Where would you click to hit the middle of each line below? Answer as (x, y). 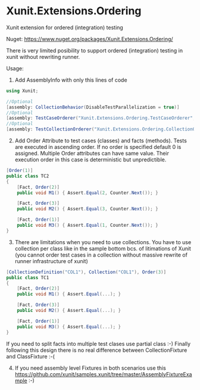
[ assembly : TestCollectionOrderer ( (50, 129)
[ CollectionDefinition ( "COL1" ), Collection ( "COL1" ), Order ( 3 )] (86, 272)
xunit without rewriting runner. (43, 57)
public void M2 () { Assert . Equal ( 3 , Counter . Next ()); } (88, 209)
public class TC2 (28, 176)
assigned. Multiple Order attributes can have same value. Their (92, 154)
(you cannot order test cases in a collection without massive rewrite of (101, 255)
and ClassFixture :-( (31, 356)
